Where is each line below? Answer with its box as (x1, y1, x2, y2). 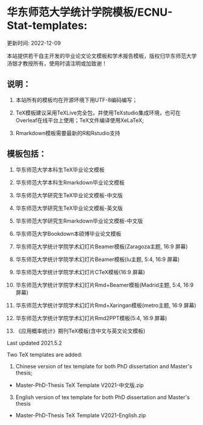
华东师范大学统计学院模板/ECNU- (7, 5, 173, 19)
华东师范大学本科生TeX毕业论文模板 (15, 166, 105, 173)
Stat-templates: (7, 19, 88, 33)
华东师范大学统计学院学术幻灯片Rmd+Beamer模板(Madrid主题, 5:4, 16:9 (15, 281, 194, 288)
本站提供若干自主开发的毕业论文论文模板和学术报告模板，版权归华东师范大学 (7, 52, 197, 59)
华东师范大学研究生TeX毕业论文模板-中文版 (15, 191, 123, 199)
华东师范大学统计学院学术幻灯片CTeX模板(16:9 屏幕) (15, 268, 145, 275)
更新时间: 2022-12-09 (7, 39, 61, 46)
